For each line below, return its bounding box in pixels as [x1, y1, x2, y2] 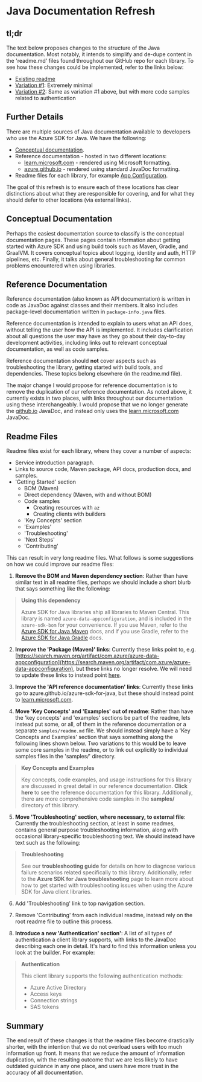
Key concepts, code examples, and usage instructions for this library [21, 776, 192, 783]
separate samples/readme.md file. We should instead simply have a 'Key [14, 727, 191, 734]
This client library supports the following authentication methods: [21, 972, 183, 979]
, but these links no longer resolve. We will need [73, 665, 192, 673]
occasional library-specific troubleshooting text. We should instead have [14, 833, 195, 840]
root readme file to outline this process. [14, 918, 113, 925]
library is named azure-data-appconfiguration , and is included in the [21, 615, 192, 623]
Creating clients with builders [33, 510, 106, 517]
